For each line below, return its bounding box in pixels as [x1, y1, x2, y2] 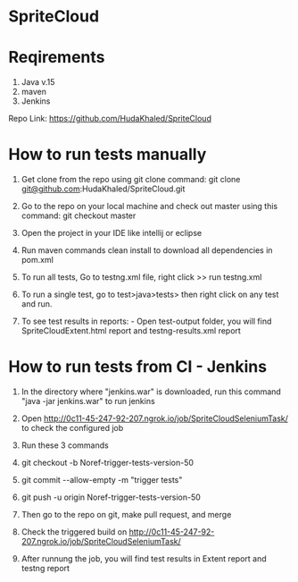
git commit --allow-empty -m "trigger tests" [21, 475, 183, 485]
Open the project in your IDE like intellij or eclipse [21, 228, 203, 239]
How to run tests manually [8, 145, 207, 164]
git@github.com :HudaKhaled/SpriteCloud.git [21, 183, 186, 194]
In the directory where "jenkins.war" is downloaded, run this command [21, 386, 282, 397]
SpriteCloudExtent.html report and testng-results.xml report [21, 325, 242, 336]
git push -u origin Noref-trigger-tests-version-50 [21, 492, 202, 502]
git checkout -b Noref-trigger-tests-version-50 [21, 458, 194, 468]
